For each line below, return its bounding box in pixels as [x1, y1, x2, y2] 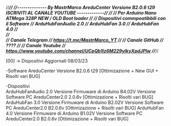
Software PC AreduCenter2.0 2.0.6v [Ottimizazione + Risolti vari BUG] [6, 94, 154, 100]
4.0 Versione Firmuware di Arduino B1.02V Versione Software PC [6, 110, 143, 116]
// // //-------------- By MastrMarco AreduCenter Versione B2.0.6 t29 [6, 5, 155, 10]
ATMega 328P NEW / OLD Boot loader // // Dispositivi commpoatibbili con [6, 15, 166, 21]
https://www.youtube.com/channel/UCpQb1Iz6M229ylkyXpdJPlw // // [6, 48, 159, 54]
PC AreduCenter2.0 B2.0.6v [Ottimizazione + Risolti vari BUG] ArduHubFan [6, 105, 164, 111]
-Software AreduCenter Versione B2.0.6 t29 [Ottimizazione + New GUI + [6, 68, 159, 74]
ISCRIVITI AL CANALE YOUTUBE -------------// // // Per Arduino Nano [6, 10, 157, 16]
